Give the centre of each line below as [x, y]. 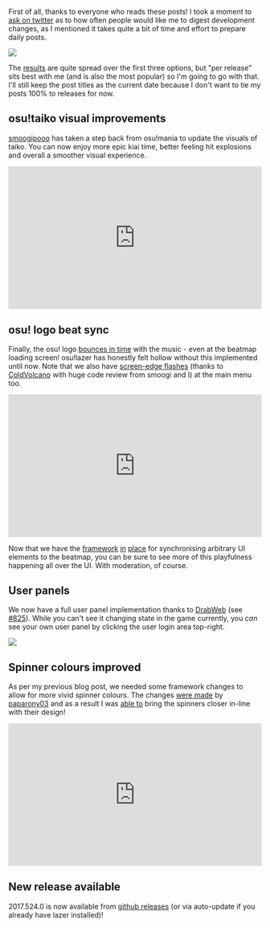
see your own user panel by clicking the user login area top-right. [117, 627]
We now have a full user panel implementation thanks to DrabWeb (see [125, 610]
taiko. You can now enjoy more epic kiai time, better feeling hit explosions [130, 146]
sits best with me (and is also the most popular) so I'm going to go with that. [134, 76]
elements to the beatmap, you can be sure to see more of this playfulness [130, 557]
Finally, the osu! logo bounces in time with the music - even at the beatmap [133, 350]
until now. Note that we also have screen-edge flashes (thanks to [116, 366]
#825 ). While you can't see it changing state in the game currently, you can [133, 619]
